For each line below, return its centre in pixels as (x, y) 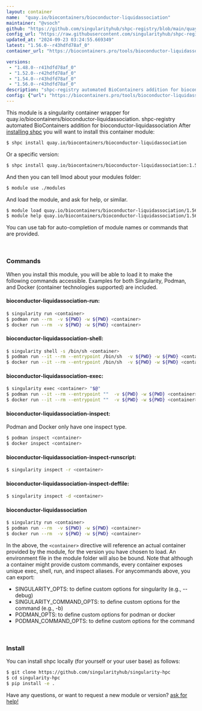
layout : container (29, 12)
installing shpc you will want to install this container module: (81, 132)
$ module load (24, 210)
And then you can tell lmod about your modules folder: (74, 177)
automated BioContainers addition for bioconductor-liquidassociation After (99, 125)
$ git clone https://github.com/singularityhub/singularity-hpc (88, 672)
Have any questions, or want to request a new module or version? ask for (97, 695)
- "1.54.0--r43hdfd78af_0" (43, 79)
